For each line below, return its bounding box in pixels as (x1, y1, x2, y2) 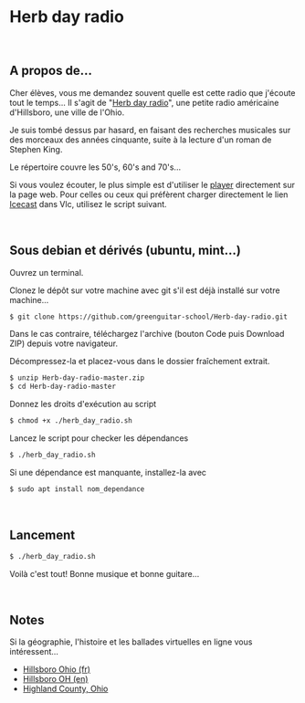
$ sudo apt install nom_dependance (9, 484, 145, 494)
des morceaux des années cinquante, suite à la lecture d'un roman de (9, 134, 272, 145)
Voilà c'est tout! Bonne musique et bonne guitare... (9, 568, 200, 579)
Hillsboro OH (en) (22, 674, 89, 685)
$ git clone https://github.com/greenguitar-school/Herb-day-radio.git (9, 312, 288, 321)
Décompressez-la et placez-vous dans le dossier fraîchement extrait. (9, 356, 270, 367)
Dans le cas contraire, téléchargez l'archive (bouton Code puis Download (9, 329, 285, 340)
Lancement (9, 528, 76, 543)
